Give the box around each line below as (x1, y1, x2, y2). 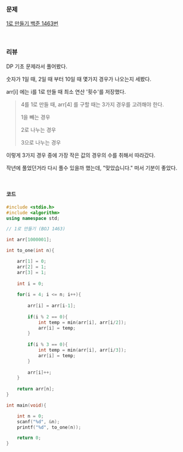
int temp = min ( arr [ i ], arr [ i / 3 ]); (38, 348, 127, 353)
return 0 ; (17, 435, 42, 441)
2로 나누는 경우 (20, 126, 57, 133)
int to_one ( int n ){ (6, 248, 55, 254)
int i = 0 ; (17, 281, 44, 287)
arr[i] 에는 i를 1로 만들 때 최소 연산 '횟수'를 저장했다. (6, 88, 126, 95)
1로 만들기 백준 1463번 (6, 20, 58, 27)
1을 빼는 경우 (20, 113, 51, 121)
